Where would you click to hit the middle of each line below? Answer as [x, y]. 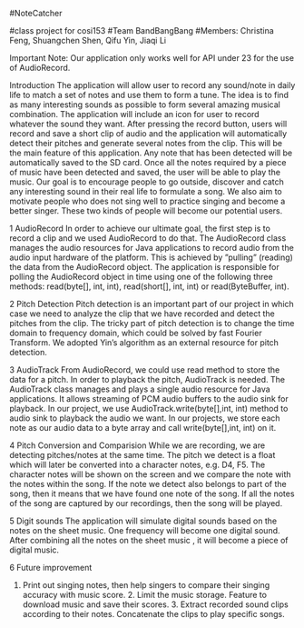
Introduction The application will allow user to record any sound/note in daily [152, 85]
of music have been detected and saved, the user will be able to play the [145, 172]
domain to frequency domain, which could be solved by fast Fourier [136, 333]
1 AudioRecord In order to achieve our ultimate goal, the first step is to [140, 228]
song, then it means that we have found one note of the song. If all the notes [152, 493]
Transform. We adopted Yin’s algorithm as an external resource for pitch [144, 343]
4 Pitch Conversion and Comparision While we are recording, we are [137, 445]
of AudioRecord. [40, 68]
